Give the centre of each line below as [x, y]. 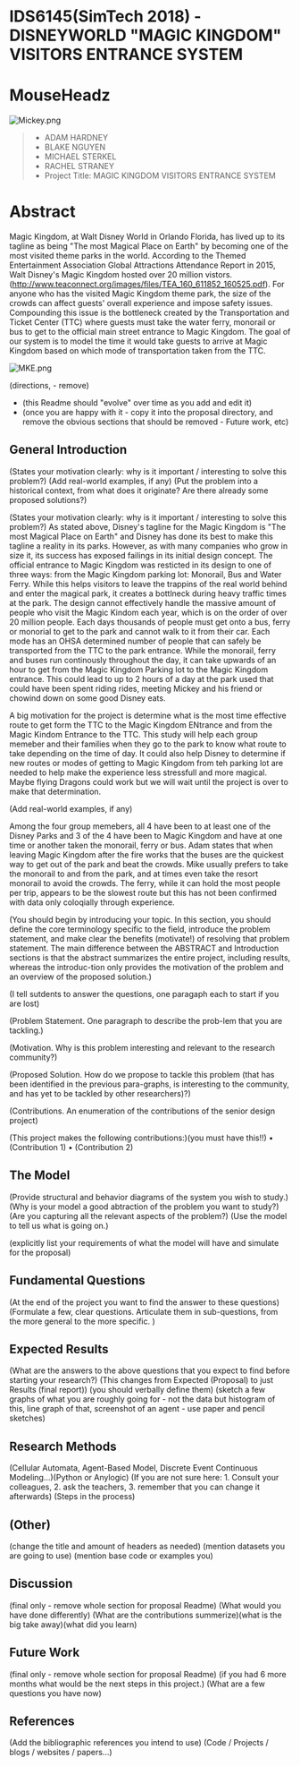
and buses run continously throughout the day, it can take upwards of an [143, 660]
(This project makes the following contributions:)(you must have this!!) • [142, 1138]
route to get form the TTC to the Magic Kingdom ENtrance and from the [141, 725]
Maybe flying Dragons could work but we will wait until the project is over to [149, 781]
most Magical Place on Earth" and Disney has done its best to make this [142, 536]
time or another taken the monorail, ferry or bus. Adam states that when [142, 845]
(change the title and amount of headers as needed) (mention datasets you [147, 1546]
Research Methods [63, 1446]
